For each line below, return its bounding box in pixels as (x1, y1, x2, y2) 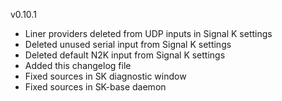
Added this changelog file (24, 60, 132, 71)
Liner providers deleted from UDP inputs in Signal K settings (24, 28, 273, 39)
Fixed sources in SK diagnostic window (24, 70, 187, 82)
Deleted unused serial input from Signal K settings (24, 39, 232, 50)
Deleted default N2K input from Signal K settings (24, 49, 226, 61)
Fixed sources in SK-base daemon (24, 81, 167, 93)
